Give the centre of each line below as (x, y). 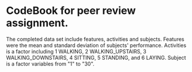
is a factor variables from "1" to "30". (50, 64)
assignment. (37, 23)
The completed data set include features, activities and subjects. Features (95, 39)
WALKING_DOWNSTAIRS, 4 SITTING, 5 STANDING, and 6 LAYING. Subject (96, 57)
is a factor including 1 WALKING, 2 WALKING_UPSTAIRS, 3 (76, 51)
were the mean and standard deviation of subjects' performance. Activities (96, 45)
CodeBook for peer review (71, 11)
